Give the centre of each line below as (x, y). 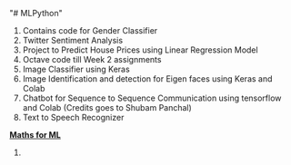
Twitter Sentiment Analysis (73, 40)
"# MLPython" (36, 13)
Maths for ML (35, 135)
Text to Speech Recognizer (73, 117)
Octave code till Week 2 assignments (92, 59)
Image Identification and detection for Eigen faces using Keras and (147, 79)
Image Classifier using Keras (76, 69)
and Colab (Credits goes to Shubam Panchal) (107, 107)
